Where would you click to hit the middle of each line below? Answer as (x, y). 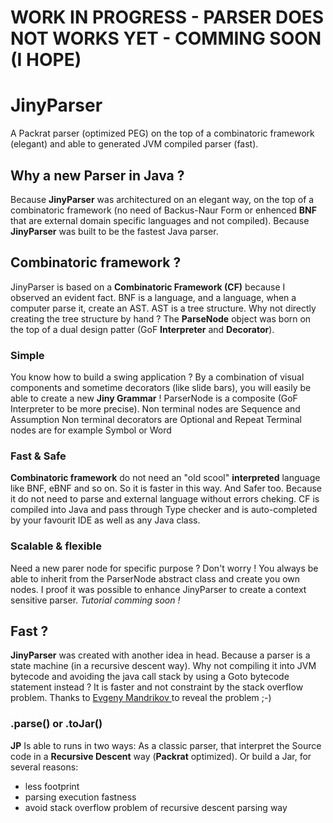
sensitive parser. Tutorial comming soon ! (95, 600)
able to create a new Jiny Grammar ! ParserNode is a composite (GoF (154, 398)
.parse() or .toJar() (56, 724)
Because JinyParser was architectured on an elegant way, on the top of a (162, 199)
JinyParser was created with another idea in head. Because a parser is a (160, 655)
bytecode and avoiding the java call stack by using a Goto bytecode (150, 677)
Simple (27, 355)
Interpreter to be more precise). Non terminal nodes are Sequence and (155, 409)
